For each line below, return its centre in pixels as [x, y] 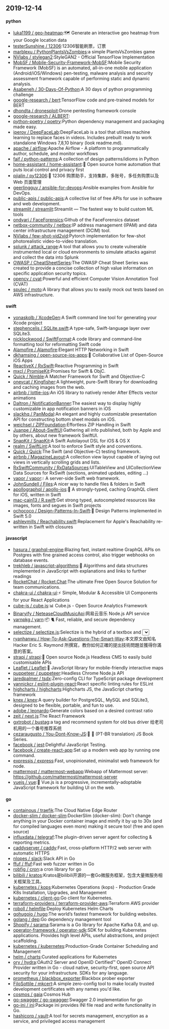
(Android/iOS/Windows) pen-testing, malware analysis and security [83, 73]
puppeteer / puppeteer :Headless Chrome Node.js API [68, 673]
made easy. [25, 127]
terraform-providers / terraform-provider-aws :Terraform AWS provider [86, 903]
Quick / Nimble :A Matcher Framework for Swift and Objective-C [79, 376]
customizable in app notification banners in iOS [62, 409]
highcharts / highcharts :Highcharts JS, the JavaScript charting [78, 689]
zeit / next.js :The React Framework [49, 716]
